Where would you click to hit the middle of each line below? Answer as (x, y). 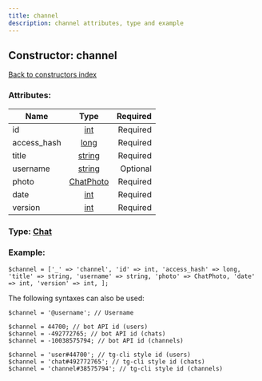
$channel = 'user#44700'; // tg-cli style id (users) (100, 355)
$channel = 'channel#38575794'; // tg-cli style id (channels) (116, 368)
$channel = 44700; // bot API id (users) (78, 327)
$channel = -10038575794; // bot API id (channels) (96, 340)
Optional (135, 169)
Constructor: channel (63, 56)
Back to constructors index (53, 75)
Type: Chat (30, 231)
